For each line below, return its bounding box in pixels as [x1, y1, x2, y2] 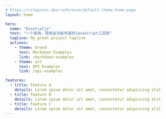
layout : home [5, 12, 33, 17]
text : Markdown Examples [18, 49, 72, 55]
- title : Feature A [10, 82, 52, 88]
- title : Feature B [10, 92, 52, 97]
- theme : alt [14, 59, 42, 64]
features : [5, 78, 27, 83]
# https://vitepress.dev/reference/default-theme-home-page [5, 7, 136, 13]
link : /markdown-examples [18, 54, 74, 59]
